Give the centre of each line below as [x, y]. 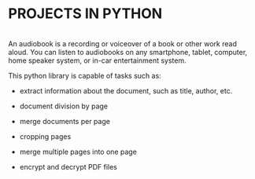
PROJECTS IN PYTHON [85, 14]
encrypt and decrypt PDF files [68, 166]
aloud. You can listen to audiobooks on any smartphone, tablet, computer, [128, 52]
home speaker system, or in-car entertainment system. [97, 60]
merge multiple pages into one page [78, 152]
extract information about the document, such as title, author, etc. [126, 90]
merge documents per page [65, 121]
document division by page [64, 106]
